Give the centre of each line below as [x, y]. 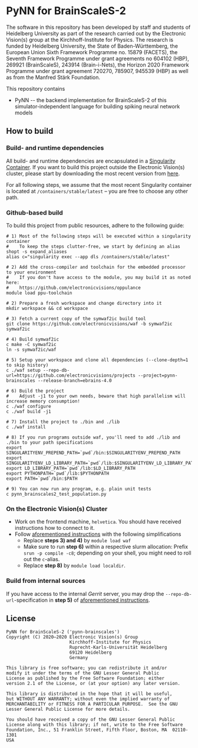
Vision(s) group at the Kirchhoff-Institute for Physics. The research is [90, 39]
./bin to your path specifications [50, 442]
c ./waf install [26, 427]
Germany [79, 658]
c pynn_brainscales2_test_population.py [57, 494]
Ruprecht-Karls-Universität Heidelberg [118, 648]
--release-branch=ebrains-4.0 [75, 380]
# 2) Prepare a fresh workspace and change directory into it [84, 303]
